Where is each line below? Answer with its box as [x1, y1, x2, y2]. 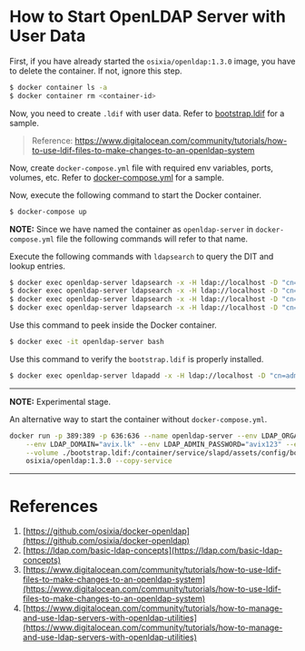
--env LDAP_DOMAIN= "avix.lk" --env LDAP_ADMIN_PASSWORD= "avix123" [25, 439, 282, 449]
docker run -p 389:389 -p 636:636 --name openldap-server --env [9, 431, 258, 440]
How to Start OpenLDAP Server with [9, 6, 286, 27]
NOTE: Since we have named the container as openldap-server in [9, 223, 254, 234]
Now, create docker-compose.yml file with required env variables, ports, [9, 162, 274, 173]
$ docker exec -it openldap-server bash [9, 338, 165, 347]
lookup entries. [9, 261, 66, 271]
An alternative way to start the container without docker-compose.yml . [9, 413, 268, 424]
